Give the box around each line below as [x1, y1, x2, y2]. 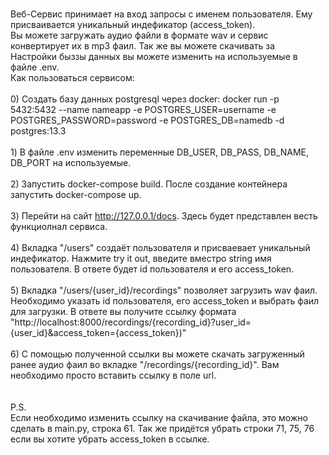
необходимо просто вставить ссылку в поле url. [10, 369, 217, 381]
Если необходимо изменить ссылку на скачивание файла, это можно [10, 412, 308, 423]
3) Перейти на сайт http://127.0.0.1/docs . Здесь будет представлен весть [10, 210, 318, 222]
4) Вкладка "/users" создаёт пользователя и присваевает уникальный [10, 242, 311, 253]
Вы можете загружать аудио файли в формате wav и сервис [10, 29, 269, 41]
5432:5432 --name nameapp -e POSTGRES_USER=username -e [10, 104, 277, 115]
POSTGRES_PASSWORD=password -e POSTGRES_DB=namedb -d [10, 114, 285, 126]
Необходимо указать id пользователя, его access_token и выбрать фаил [10, 295, 320, 307]
